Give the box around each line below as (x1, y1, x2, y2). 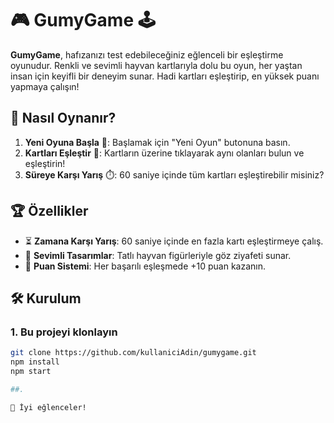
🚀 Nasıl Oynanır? (10, 110, 117, 127)
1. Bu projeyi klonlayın (10, 325, 118, 339)
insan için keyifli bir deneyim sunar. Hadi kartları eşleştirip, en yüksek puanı (10, 70, 320, 82)
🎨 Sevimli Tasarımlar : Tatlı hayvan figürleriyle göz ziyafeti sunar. (24, 249, 292, 261)
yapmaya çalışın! (10, 80, 80, 92)
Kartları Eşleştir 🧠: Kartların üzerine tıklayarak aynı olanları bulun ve (24, 147, 305, 159)
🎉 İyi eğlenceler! (10, 402, 87, 412)
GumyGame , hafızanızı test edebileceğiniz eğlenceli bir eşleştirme (10, 48, 284, 61)
